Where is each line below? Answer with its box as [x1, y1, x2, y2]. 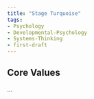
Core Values [7, 67, 60, 79]
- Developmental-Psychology [7, 29, 88, 36]
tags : [7, 16, 23, 23]
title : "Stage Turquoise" [7, 10, 81, 17]
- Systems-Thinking [7, 36, 63, 42]
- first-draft [7, 42, 48, 48]
